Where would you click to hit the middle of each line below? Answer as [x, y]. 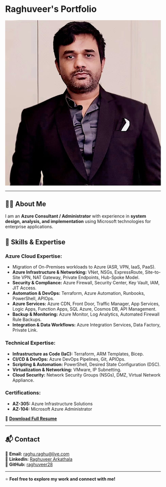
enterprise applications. [29, 226]
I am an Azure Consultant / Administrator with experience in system [76, 216]
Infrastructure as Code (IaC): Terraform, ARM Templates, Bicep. [78, 354]
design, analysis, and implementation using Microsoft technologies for [78, 221]
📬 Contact [22, 439]
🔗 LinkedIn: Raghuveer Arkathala [39, 459]
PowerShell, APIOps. [33, 299]
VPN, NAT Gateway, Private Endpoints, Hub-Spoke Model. [81, 277]
